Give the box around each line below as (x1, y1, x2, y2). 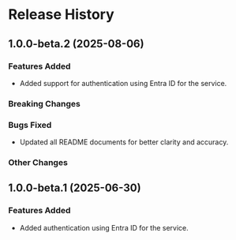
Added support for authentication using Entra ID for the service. (19, 78, 227, 88)
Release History (8, 6, 114, 24)
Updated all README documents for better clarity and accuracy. (19, 137, 229, 147)
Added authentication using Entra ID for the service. (19, 223, 189, 232)
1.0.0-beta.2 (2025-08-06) (8, 37, 144, 51)
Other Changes (8, 157, 69, 168)
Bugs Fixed (8, 119, 52, 130)
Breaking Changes (8, 98, 81, 109)
